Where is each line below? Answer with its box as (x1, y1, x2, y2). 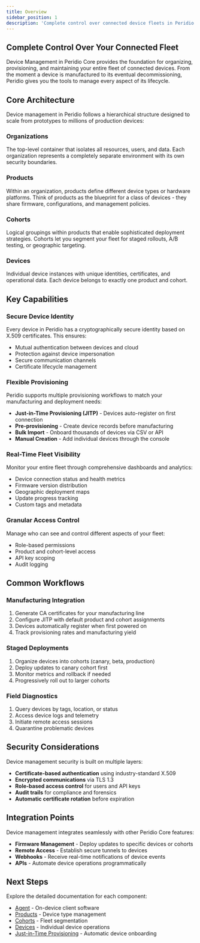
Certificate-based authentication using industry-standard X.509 (14, 769, 176, 776)
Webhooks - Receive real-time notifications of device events (14, 853, 166, 860)
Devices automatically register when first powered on (14, 622, 147, 630)
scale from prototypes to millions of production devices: (6, 117, 145, 124)
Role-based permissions (14, 541, 75, 548)
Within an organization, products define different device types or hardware (6, 187, 190, 194)
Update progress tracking (14, 494, 78, 502)
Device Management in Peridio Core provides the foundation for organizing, (6, 58, 193, 66)
